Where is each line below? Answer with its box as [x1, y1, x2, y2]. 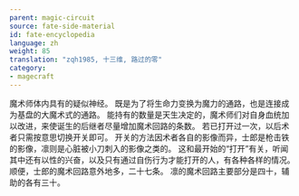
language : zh [9, 38, 59, 48]
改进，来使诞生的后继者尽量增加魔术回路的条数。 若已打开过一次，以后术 [16, 120, 290, 131]
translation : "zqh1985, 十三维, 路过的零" [9, 55, 163, 64]
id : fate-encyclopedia [9, 30, 95, 39]
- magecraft [9, 72, 54, 81]
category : [9, 64, 47, 73]
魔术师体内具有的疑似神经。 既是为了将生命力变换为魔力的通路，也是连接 [9, 98, 282, 108]
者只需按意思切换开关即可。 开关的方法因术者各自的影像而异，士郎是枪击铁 [9, 132, 290, 143]
